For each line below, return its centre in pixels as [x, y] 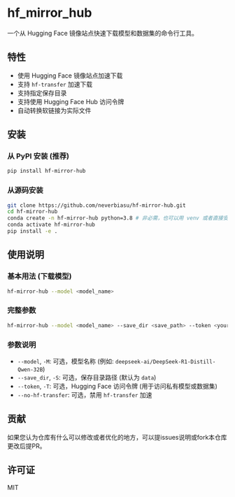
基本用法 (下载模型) [40, 276]
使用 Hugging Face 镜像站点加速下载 [70, 75]
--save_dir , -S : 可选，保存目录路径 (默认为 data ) [87, 377]
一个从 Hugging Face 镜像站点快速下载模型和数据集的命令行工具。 [102, 33]
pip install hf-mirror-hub [47, 171]
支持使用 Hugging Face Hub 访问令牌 [71, 101]
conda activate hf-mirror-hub [51, 225]
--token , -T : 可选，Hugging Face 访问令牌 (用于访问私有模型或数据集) [117, 387]
